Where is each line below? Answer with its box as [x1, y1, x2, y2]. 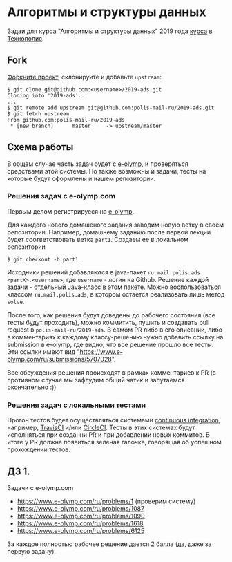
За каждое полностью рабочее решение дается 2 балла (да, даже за [7, 540, 212, 548]
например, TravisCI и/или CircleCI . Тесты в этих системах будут [7, 423, 195, 432]
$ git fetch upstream [7, 110, 70, 118]
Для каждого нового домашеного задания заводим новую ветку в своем [7, 221, 224, 229]
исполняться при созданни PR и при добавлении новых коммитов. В [7, 431, 211, 439]
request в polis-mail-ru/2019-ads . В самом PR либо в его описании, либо [7, 326, 223, 334]
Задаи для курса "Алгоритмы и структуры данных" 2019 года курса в [7, 27, 213, 35]
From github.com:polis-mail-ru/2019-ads [7, 116, 126, 123]
